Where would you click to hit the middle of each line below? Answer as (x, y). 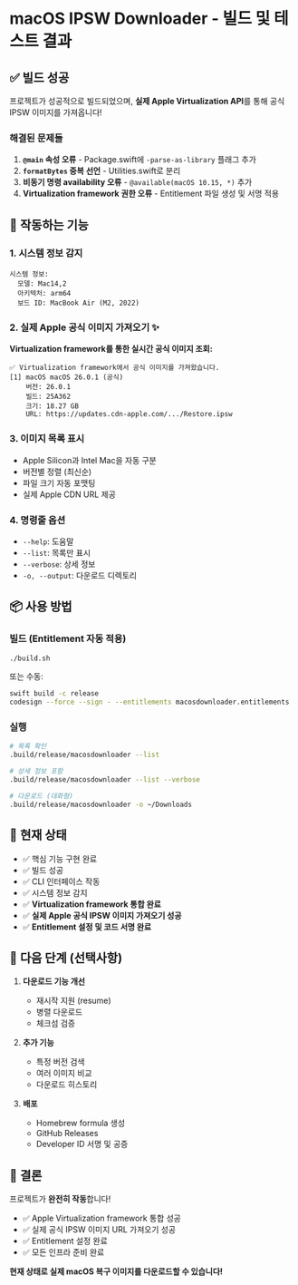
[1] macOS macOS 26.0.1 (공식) (67, 377)
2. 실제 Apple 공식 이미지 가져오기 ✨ (85, 327)
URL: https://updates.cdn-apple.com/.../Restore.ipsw (129, 414)
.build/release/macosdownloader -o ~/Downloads (101, 804)
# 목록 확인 (28, 746)
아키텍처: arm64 (44, 293)
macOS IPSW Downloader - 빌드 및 (140, 19)
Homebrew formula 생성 (80, 1123)
